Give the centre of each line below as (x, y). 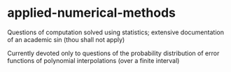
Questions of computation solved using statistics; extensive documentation (115, 32)
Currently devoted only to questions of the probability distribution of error (113, 53)
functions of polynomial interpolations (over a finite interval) (93, 60)
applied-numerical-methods (92, 13)
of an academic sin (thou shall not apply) (66, 39)
